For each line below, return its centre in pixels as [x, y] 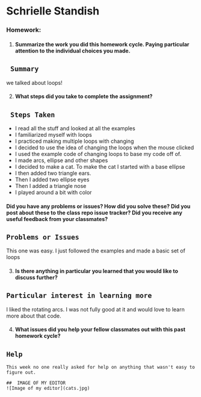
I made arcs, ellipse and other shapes [61, 160]
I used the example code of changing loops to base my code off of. [98, 154]
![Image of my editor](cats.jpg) [48, 389]
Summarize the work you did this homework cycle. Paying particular [102, 44]
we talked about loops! [35, 83]
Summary [24, 69]
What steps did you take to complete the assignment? [84, 96]
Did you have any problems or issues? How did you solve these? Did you [98, 206]
